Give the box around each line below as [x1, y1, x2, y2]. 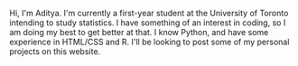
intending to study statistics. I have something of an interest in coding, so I [9, 17, 286, 28]
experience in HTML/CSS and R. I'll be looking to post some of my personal [9, 36, 290, 47]
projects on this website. [9, 46, 101, 57]
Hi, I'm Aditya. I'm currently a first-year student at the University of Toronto [9, 8, 289, 18]
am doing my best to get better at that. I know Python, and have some [9, 27, 269, 37]
